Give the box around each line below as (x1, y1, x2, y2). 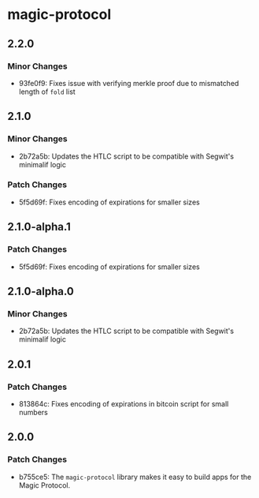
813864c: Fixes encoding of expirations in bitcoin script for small (18, 399, 229, 408)
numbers (18, 407, 49, 417)
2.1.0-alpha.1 (7, 220, 72, 234)
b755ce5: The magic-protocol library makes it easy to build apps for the (18, 472, 252, 481)
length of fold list (18, 87, 76, 96)
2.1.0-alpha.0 (7, 284, 74, 298)
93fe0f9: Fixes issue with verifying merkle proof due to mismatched (18, 78, 239, 88)
